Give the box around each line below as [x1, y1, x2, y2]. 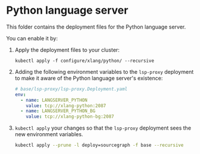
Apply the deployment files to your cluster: [14, 46, 120, 54]
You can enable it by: [6, 34, 58, 42]
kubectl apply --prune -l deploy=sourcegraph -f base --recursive [14, 142, 184, 149]
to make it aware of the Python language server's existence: [14, 74, 163, 81]
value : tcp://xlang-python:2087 [26, 102, 106, 109]
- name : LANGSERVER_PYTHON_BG [20, 108, 96, 114]
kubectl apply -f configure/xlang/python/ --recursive [14, 58, 155, 64]
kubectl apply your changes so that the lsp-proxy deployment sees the [14, 124, 192, 131]
